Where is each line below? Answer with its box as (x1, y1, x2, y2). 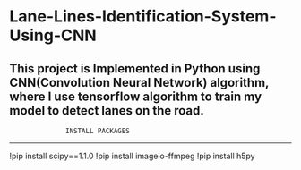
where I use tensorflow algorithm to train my (9, 89, 262, 104)
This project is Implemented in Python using (9, 61, 261, 76)
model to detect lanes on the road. (9, 103, 204, 118)
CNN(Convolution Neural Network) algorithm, (9, 74, 270, 90)
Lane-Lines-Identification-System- (9, 6, 277, 27)
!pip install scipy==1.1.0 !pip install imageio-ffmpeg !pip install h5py (9, 150, 255, 161)
